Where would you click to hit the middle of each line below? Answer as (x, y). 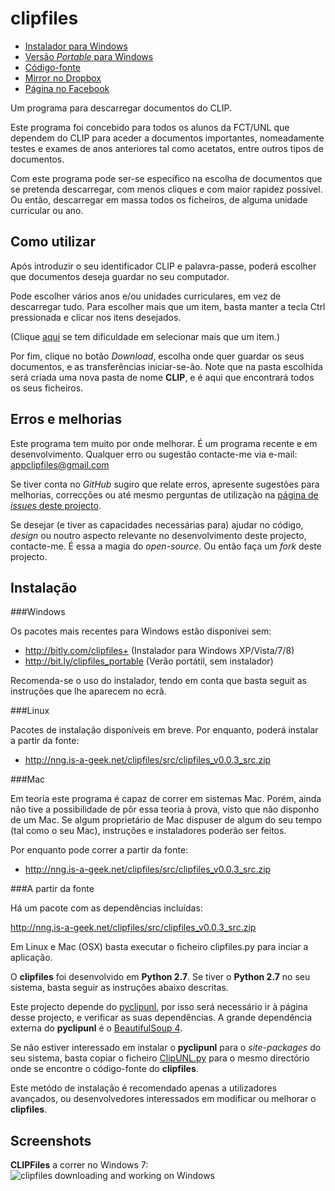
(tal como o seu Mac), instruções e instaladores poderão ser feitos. (148, 831)
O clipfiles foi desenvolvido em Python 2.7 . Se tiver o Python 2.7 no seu (160, 977)
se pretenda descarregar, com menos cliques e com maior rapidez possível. (166, 189)
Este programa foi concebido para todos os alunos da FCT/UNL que (150, 127)
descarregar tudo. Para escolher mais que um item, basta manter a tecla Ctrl (168, 306)
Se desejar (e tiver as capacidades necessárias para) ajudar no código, (157, 524)
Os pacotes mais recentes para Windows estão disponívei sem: (141, 631)
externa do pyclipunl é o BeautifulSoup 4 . (96, 1028)
